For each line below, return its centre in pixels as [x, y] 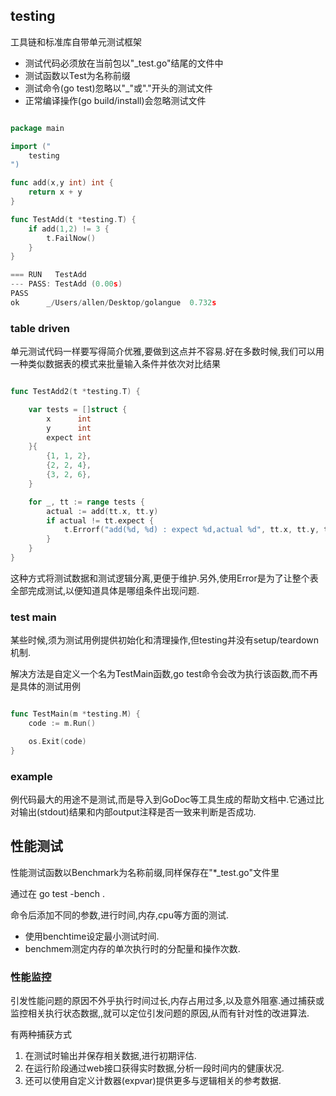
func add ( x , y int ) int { [62, 183]
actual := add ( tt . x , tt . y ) [102, 511]
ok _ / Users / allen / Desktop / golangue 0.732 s [113, 302]
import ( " [31, 146]
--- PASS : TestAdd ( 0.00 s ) [66, 284]
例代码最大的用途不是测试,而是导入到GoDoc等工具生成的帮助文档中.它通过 [163, 800]
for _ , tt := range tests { [86, 502]
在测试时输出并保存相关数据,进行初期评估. [110, 1056]
